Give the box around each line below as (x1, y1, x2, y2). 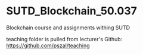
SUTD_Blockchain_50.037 (6, 4, 137, 18)
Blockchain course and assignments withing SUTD (6, 24, 130, 31)
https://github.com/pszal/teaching (6, 42, 91, 49)
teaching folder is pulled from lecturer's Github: (6, 35, 123, 42)
